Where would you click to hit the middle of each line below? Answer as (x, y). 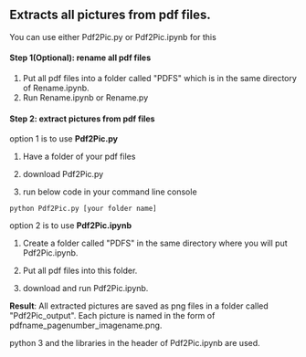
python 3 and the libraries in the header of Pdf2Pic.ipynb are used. (135, 343)
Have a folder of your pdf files (79, 157)
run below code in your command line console (110, 192)
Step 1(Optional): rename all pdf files (80, 58)
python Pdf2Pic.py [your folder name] (83, 209)
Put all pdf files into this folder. (80, 271)
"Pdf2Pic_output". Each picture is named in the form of (112, 316)
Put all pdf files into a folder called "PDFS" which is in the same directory (159, 79)
